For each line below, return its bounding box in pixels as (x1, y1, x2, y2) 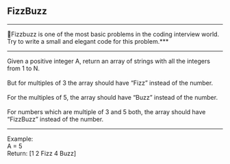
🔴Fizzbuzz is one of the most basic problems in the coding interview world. (7, 30, 220, 38)
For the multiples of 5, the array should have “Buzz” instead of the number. (7, 93, 218, 101)
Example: (7, 135, 34, 143)
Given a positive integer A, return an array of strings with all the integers (7, 57, 211, 65)
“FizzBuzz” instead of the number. (7, 115, 104, 123)
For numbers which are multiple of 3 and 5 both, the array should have (7, 107, 206, 115)
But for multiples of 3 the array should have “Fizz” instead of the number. (7, 79, 214, 87)
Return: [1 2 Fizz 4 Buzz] (7, 149, 77, 157)
